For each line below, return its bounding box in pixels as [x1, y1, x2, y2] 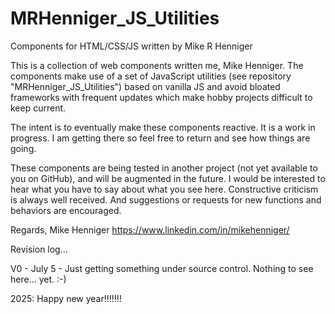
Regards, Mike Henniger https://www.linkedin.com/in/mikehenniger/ [10, 223, 290, 236]
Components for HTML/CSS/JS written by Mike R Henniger [10, 40, 253, 52]
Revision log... [10, 243, 68, 255]
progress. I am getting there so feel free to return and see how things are [10, 132, 311, 144]
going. [10, 142, 37, 154]
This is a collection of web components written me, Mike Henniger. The [10, 59, 304, 71]
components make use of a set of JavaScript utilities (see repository [10, 70, 292, 82]
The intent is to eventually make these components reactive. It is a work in [10, 121, 316, 133]
